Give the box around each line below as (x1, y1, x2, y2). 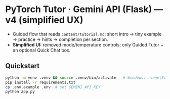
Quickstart (5, 62, 40, 70)
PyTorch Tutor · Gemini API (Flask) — (5, 4, 163, 15)
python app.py (5, 89, 35, 94)
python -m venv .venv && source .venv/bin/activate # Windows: (5, 75, 146, 80)
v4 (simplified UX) (5, 14, 83, 26)
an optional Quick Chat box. (12, 47, 71, 53)
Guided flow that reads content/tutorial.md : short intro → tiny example (12, 31, 162, 37)
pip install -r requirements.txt (5, 80, 76, 85)
